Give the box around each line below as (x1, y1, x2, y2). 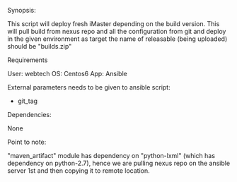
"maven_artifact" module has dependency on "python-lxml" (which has (7, 152, 216, 159)
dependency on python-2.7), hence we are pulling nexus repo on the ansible (7, 159, 231, 167)
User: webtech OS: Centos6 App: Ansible (7, 70, 127, 78)
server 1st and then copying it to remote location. (7, 166, 150, 175)
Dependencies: (7, 111, 52, 119)
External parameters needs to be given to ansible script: (7, 83, 171, 91)
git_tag (17, 97, 37, 105)
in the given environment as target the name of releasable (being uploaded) (7, 35, 228, 43)
